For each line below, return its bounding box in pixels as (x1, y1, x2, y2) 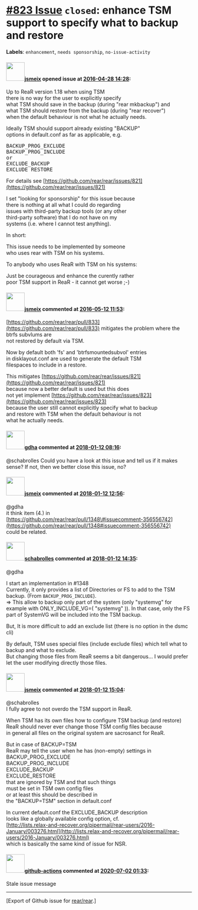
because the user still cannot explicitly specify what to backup (6, 404, 158, 412)
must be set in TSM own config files (6, 785, 94, 792)
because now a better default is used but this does (6, 386, 130, 393)
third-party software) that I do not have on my (6, 214, 117, 221)
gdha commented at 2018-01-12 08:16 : (24, 443, 122, 451)
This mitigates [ (6, 373, 44, 380)
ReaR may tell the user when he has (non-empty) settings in (6, 747, 152, 754)
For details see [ (6, 177, 45, 184)
